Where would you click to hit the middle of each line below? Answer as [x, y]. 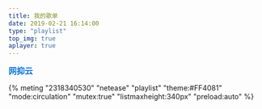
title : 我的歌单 [33, 16]
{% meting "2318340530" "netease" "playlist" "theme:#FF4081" [115, 88]
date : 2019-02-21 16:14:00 [54, 23]
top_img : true [32, 38]
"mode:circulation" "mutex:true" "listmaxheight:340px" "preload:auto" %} [131, 97]
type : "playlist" [38, 31]
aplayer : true [32, 46]
